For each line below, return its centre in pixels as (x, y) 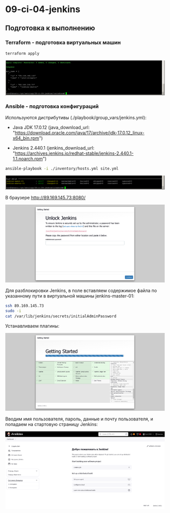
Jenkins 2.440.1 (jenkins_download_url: (53, 148)
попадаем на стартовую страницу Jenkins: (52, 424)
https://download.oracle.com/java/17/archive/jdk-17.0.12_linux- (80, 133)
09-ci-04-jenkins (43, 9)
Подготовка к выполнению (50, 28)
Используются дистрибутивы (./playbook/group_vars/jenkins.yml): (76, 117)
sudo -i (13, 311)
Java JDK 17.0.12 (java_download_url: (51, 127)
